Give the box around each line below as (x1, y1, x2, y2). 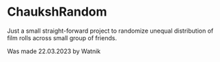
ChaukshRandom (7, 4, 107, 20)
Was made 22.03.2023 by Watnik (7, 47, 101, 55)
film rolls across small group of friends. (7, 33, 118, 42)
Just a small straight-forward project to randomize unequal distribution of (7, 27, 214, 35)
